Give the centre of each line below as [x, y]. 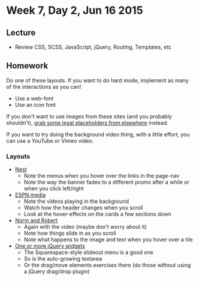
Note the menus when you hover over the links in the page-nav [102, 176]
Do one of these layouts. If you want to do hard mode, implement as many [97, 80]
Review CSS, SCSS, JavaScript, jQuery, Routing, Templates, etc [93, 47]
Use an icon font [35, 104]
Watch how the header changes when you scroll [83, 208]
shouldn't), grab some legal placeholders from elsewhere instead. [88, 122]
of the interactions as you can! [44, 86]
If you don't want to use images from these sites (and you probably [89, 116]
